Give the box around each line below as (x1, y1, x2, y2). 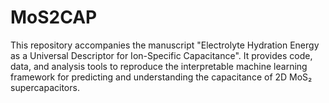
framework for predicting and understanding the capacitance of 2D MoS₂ (10, 71, 313, 83)
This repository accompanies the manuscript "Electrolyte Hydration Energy (10, 39, 320, 51)
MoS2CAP (10, 6, 98, 29)
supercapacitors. (10, 81, 80, 93)
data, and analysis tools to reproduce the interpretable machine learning (10, 60, 308, 72)
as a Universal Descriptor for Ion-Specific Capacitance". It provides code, (10, 49, 313, 61)
